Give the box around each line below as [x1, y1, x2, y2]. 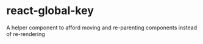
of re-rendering [6, 30, 46, 37]
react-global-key [6, 4, 94, 18]
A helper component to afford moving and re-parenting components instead [6, 24, 198, 31]
